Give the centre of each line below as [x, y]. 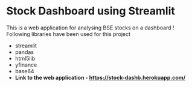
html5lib [25, 58]
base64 [24, 71]
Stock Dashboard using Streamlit [91, 11]
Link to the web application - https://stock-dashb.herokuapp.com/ [100, 77]
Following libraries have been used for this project [69, 34]
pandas [24, 52]
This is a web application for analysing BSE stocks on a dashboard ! [90, 28]
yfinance [26, 65]
